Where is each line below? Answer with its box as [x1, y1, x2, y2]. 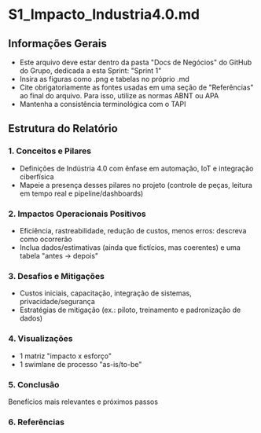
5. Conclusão [8, 379, 60, 390]
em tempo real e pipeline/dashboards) [19, 189, 144, 198]
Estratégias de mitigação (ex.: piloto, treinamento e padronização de [19, 305, 241, 315]
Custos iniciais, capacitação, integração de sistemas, [19, 288, 193, 298]
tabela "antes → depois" [19, 251, 99, 260]
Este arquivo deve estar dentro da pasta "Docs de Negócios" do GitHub [19, 57, 252, 67]
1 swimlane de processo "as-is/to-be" [19, 359, 142, 369]
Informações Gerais [8, 37, 108, 50]
